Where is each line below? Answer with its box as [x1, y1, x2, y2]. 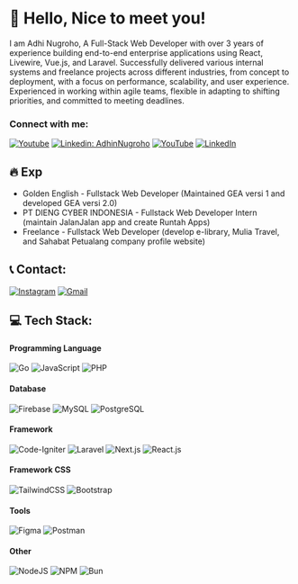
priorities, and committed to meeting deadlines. [9, 94, 185, 106]
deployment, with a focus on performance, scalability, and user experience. [9, 76, 290, 86]
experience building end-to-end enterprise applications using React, [9, 47, 264, 58]
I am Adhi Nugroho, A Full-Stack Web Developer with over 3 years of [9, 38, 264, 49]
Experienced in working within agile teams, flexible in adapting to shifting [9, 85, 281, 96]
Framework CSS [9, 464, 71, 475]
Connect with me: [9, 117, 89, 130]
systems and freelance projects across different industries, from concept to [9, 67, 290, 77]
